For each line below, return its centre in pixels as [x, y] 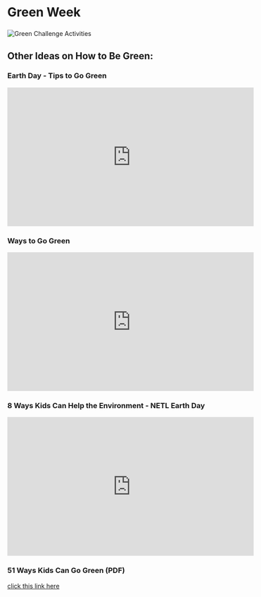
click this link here [33, 586]
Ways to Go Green [39, 240]
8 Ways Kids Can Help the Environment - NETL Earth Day [106, 406]
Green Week [44, 12]
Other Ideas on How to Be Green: [80, 56]
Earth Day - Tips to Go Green [57, 76]
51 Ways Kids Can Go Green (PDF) [66, 570]
